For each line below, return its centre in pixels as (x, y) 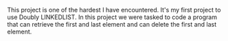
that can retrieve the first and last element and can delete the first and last (112, 24)
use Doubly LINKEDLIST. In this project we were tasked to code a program (112, 17)
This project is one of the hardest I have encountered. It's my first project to (114, 10)
